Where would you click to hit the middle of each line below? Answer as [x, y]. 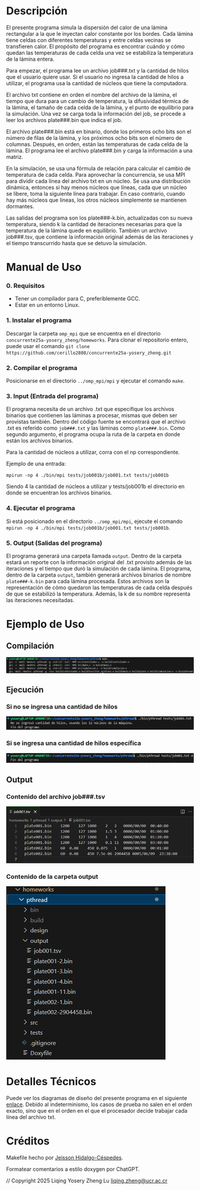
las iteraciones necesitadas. [40, 600]
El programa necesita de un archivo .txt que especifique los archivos [90, 409]
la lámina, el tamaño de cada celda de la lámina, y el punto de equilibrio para [100, 107]
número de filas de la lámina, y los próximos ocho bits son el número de [94, 137]
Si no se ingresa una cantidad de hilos [62, 707]
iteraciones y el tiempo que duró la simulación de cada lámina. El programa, [99, 568]
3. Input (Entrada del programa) [52, 396]
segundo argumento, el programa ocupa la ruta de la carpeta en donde [93, 434]
